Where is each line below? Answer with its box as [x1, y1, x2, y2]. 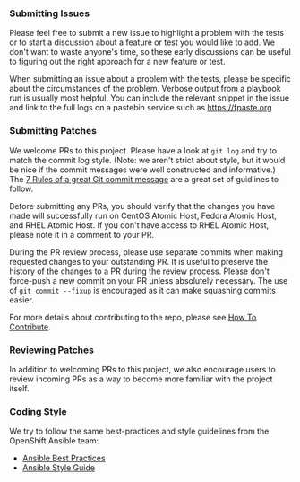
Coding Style [9, 405, 67, 417]
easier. [9, 294, 34, 305]
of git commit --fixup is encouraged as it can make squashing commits [9, 285, 276, 295]
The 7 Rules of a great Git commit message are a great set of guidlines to [9, 173, 279, 184]
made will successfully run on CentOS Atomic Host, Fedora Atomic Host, [9, 210, 278, 221]
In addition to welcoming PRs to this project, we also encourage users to [9, 364, 276, 374]
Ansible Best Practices [21, 452, 106, 464]
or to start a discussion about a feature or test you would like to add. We [9, 37, 276, 48]
